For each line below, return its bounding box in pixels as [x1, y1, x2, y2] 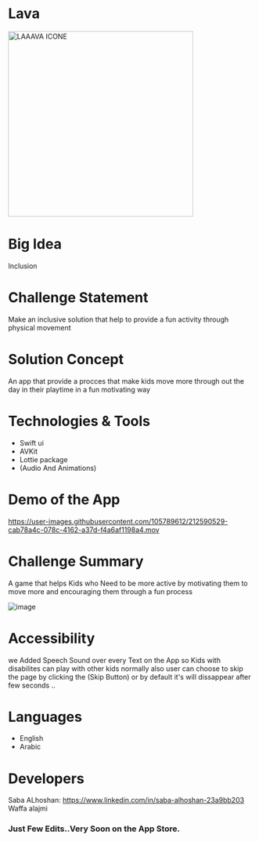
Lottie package [19, 454, 68, 464]
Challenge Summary [8, 552, 144, 570]
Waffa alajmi [8, 804, 49, 813]
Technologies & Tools [8, 412, 151, 430]
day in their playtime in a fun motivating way [8, 385, 151, 394]
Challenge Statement [8, 289, 149, 307]
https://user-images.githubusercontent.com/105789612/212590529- [8, 516, 228, 526]
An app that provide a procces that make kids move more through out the [8, 376, 245, 385]
